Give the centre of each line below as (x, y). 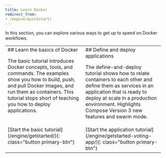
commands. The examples (38, 73)
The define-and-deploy (114, 67)
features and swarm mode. (117, 117)
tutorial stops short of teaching (43, 98)
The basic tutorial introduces (41, 61)
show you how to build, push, (41, 80)
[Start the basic (25, 130)
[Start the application (110, 130)
